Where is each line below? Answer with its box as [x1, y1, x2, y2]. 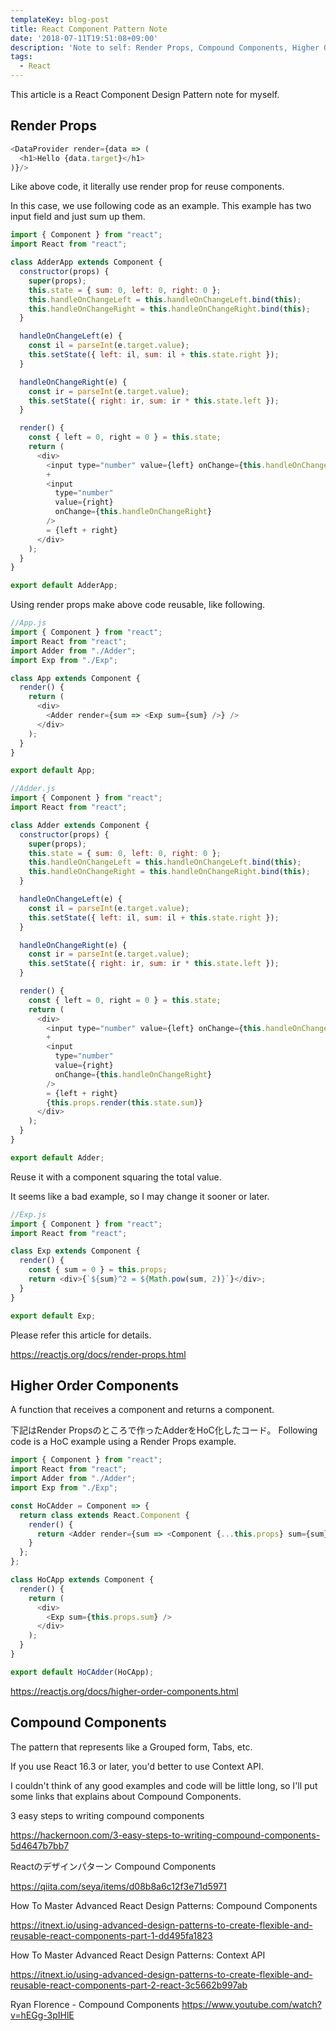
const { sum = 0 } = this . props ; [28, 1265, 168, 1275]
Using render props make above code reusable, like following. [10, 599, 266, 611]
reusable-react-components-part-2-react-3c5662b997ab [10, 1979, 248, 1991]
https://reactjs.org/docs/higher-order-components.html [10, 1685, 239, 1697]
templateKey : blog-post [10, 14, 110, 25]
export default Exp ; [10, 1311, 97, 1321]
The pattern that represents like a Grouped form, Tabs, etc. [10, 1741, 253, 1753]
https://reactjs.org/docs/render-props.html [10, 1348, 187, 1360]
